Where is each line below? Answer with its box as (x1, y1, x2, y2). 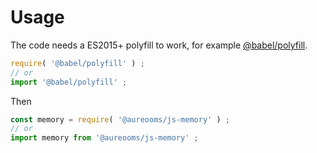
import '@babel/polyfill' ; (10, 77, 128, 87)
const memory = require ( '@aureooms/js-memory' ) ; (10, 114, 230, 125)
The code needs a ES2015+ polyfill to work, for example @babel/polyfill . (10, 39, 308, 51)
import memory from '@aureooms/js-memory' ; (10, 133, 199, 143)
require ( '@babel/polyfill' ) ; (10, 58, 145, 68)
